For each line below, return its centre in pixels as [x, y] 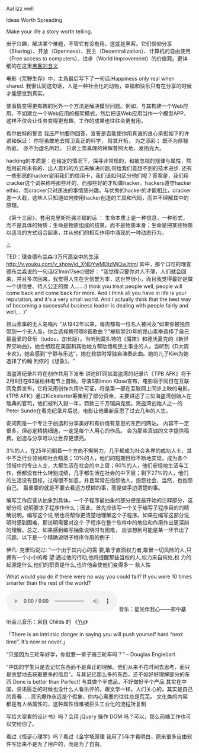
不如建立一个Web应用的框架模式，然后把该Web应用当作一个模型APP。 [103, 113]
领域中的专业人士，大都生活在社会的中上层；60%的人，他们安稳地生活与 [95, 465]
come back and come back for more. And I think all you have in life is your [96, 293]
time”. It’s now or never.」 [37, 642]
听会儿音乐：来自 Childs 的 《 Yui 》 [47, 622]
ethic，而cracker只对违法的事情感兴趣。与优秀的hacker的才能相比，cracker [99, 190]
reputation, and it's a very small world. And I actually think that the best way [99, 299]
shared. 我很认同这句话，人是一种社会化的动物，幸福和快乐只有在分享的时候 [99, 86]
